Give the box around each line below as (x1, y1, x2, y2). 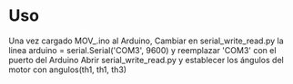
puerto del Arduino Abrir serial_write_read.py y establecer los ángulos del (8, 54, 284, 65)
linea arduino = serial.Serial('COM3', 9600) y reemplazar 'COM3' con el (8, 44, 277, 55)
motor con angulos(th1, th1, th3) (8, 64, 127, 75)
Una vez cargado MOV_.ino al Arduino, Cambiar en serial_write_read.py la (8, 35, 284, 46)
